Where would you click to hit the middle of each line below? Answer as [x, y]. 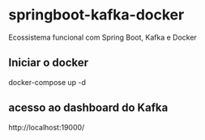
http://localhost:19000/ [47, 127]
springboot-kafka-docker [96, 15]
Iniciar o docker [49, 63]
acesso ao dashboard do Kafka [88, 108]
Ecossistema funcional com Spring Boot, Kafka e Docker [102, 37]
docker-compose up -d [47, 82]
